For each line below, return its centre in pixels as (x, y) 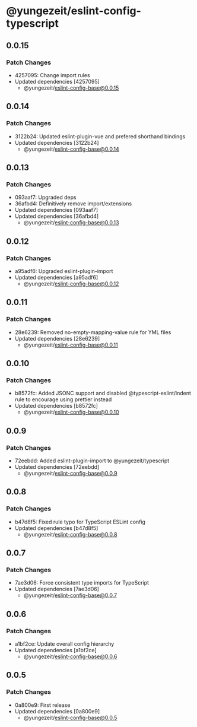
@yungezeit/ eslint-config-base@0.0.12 (71, 284)
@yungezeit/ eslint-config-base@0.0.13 (71, 223)
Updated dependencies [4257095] (57, 81)
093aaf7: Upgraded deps (45, 198)
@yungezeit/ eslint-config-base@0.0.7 (70, 595)
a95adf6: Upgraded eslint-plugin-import (64, 271)
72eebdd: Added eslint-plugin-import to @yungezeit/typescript (92, 461)
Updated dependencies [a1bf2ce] (55, 650)
